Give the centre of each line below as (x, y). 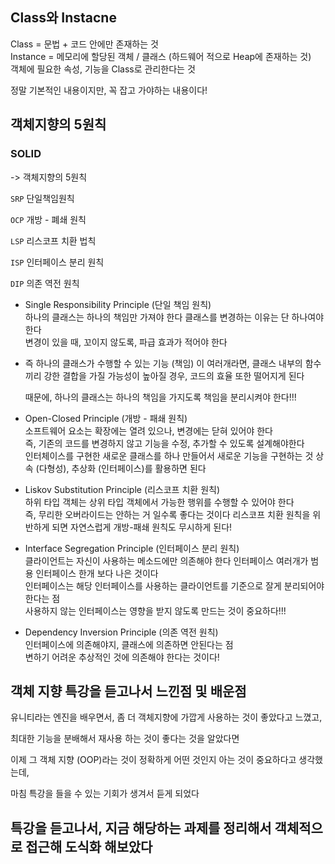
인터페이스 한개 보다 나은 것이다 (97, 573)
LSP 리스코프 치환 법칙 (53, 240)
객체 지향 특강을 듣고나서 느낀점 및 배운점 (128, 691)
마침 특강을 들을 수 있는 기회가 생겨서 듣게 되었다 (105, 794)
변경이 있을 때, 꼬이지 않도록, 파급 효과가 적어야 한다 (126, 342)
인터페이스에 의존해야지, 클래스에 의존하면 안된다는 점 (129, 644)
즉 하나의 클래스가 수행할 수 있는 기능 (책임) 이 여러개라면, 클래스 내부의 (163, 363)
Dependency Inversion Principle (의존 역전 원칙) (121, 632)
